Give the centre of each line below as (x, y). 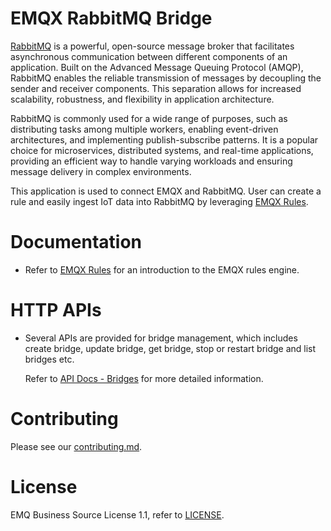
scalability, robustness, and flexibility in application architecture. (142, 99)
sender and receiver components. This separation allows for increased (156, 88)
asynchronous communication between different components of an (149, 56)
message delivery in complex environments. (101, 171)
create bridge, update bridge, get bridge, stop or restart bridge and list (170, 348)
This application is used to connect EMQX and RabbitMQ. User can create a (166, 191)
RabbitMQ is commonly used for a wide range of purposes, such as (149, 118)
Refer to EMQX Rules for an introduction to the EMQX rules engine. (162, 269)
